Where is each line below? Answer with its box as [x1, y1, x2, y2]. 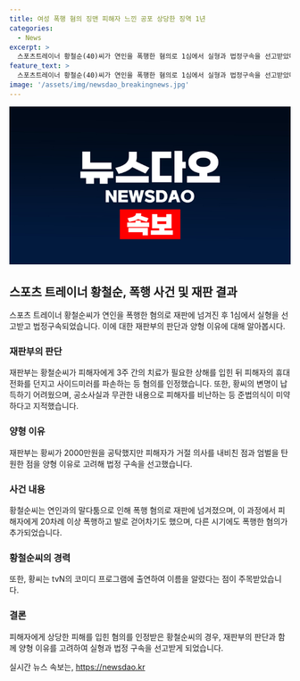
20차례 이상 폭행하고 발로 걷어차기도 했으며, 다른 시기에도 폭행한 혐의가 [39, 516, 288, 527]
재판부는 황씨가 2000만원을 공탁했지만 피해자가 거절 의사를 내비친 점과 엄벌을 [9, 447, 279, 458]
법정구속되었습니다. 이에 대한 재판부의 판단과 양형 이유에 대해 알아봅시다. [32, 321, 286, 332]
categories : [9, 23, 54, 33]
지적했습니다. [32, 401, 79, 411]
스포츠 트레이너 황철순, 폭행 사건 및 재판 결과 [9, 284, 238, 299]
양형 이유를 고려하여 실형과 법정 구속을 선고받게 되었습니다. [18, 643, 224, 653]
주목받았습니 [237, 574, 282, 585]
